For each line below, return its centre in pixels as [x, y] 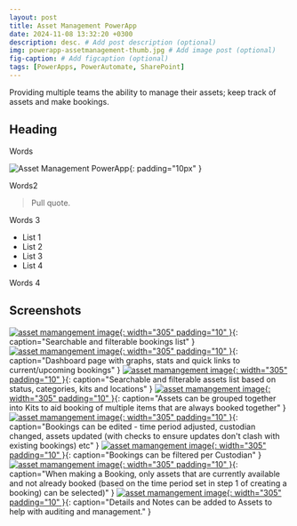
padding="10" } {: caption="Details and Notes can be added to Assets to [141, 502]
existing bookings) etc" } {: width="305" [138, 445]
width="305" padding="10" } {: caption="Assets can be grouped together [143, 398]
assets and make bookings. [59, 101]
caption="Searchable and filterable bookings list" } [102, 341]
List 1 [32, 237]
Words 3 [25, 219]
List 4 [32, 265]
